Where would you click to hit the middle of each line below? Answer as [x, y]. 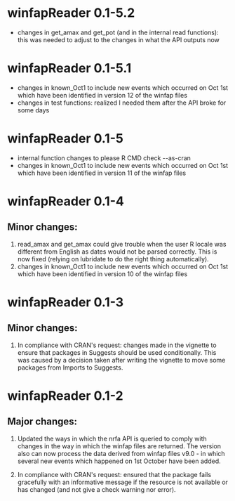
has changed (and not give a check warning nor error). [97, 489]
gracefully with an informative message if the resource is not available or [122, 482]
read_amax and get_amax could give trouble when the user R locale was [122, 244]
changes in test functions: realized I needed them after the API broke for [122, 103]
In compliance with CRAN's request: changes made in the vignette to [117, 345]
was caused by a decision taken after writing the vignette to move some [121, 360]
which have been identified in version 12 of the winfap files [102, 95]
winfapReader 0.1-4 [66, 201]
